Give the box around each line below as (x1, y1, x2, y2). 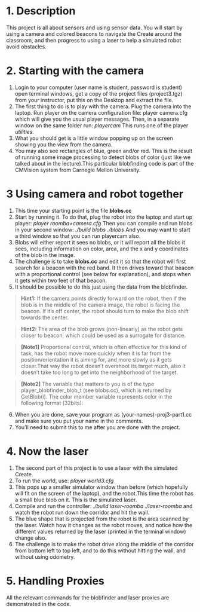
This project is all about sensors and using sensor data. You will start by (6, 24, 183, 31)
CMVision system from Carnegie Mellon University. (14, 166, 141, 173)
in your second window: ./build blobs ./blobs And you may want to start (14, 226, 190, 233)
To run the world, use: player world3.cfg (14, 477, 114, 484)
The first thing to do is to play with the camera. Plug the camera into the (14, 103, 192, 110)
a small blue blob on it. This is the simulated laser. (14, 496, 137, 503)
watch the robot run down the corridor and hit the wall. (14, 509, 150, 516)
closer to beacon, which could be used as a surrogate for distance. (20, 332, 186, 339)
